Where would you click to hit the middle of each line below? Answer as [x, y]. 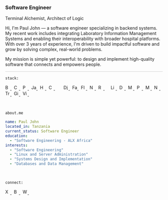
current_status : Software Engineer [42, 131]
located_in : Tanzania [28, 127]
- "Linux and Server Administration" [49, 154]
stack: [12, 78]
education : [16, 136]
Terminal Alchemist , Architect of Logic [44, 19]
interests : [16, 145]
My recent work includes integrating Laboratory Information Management [81, 34]
